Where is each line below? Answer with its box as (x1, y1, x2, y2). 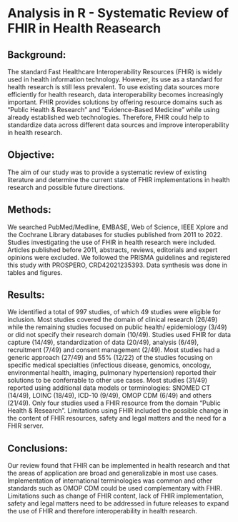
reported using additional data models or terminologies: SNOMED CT (7, 383, 211, 392)
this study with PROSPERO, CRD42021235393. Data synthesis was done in (7, 261, 227, 269)
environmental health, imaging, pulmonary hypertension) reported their (7, 368, 217, 377)
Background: (7, 49, 66, 61)
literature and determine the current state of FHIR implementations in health (7, 175, 230, 184)
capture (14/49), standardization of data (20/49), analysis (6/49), (7, 338, 199, 347)
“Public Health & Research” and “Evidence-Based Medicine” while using (7, 106, 220, 114)
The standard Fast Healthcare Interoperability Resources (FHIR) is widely (7, 68, 222, 76)
